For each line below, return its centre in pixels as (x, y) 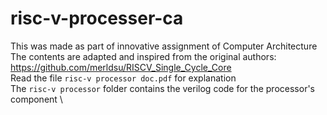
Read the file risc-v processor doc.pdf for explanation (123, 78)
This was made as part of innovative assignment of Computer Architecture (164, 46)
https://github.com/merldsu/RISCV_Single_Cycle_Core (121, 67)
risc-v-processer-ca (97, 18)
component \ (36, 99)
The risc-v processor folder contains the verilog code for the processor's (162, 88)
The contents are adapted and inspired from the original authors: (143, 56)
